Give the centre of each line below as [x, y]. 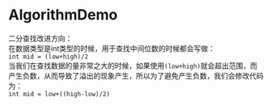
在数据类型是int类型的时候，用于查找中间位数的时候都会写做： [112, 48]
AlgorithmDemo [63, 15]
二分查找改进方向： [40, 38]
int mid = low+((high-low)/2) [59, 94]
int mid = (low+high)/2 [49, 57]
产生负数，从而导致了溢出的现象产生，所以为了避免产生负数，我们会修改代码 [136, 75]
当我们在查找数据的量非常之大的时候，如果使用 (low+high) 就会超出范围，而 [133, 66]
